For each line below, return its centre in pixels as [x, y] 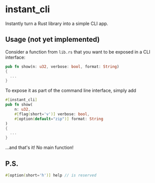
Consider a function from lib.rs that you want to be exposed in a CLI [78, 51]
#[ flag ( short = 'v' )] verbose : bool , [52, 114]
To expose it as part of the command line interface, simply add [71, 91]
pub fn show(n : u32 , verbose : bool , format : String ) [62, 67]
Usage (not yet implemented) [53, 40]
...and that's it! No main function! [39, 148]
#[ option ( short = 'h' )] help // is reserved [51, 175]
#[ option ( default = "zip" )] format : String [59, 119]
